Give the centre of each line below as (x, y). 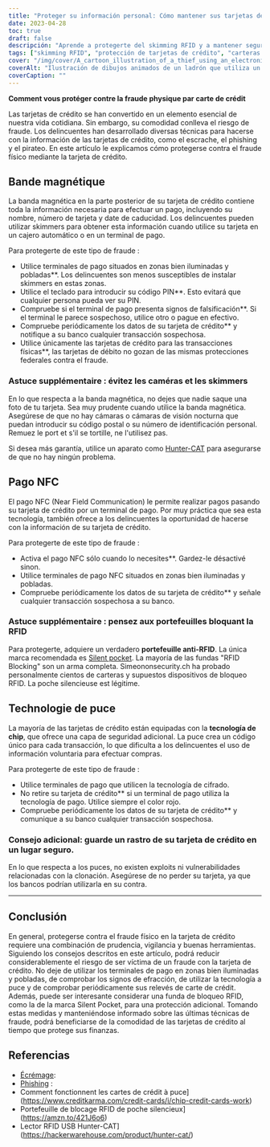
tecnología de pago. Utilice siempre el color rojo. (100, 802)
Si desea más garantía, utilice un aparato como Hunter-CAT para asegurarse (135, 448)
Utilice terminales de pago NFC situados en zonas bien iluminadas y (133, 575)
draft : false (30, 38)
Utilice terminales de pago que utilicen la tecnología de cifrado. (125, 785)
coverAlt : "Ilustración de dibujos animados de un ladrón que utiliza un (135, 68)
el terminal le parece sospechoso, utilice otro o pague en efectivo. (129, 317)
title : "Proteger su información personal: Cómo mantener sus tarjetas (131, 16)
